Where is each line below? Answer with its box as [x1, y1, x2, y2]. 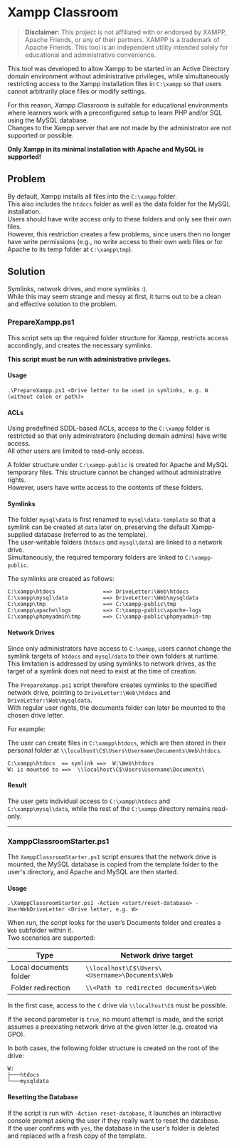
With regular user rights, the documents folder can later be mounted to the [7, 703, 226, 712]
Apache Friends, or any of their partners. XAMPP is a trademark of [24, 35, 221, 43]
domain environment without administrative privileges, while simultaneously [7, 72, 230, 80]
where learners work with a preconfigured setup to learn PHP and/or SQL [7, 108, 223, 117]
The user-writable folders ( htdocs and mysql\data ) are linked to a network [7, 538, 223, 547]
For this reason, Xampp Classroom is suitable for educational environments [7, 100, 228, 109]
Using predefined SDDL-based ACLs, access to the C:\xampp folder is [7, 424, 211, 433]
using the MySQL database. [7, 115, 89, 125]
